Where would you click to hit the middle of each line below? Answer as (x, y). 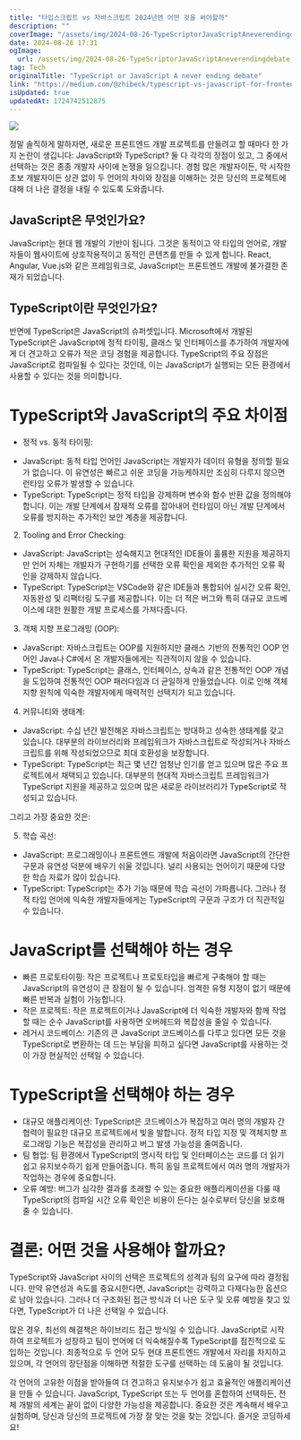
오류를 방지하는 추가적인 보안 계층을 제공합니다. (105, 517)
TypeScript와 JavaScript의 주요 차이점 (149, 415)
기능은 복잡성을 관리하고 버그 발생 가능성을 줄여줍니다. (148, 1143)
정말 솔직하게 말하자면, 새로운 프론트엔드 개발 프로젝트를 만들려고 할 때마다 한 (144, 144)
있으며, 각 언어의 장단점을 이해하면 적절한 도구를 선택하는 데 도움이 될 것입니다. (146, 1363)
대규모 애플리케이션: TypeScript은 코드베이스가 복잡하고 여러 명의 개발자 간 (153, 1121)
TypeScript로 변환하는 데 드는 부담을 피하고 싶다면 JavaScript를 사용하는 (150, 1044)
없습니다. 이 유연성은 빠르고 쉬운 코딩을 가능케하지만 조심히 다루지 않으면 (159, 472)
